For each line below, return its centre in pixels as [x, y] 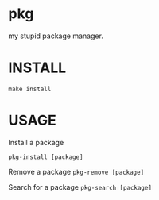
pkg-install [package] [46, 157]
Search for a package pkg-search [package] [80, 187]
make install [30, 89]
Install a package [36, 142]
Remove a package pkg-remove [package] [76, 171]
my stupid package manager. [56, 36]
